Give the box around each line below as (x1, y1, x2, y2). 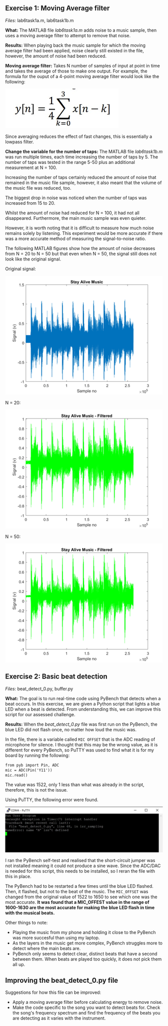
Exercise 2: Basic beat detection (5, 672, 107, 681)
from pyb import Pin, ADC (5, 762, 59, 767)
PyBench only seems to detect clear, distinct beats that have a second (12, 951, 157, 957)
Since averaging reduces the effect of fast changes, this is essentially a (5, 133, 152, 139)
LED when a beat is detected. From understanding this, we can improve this (5, 706, 161, 712)
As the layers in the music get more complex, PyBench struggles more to (12, 940, 162, 946)
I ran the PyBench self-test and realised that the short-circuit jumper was (5, 858, 155, 864)
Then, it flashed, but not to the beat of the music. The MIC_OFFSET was (5, 889, 148, 895)
